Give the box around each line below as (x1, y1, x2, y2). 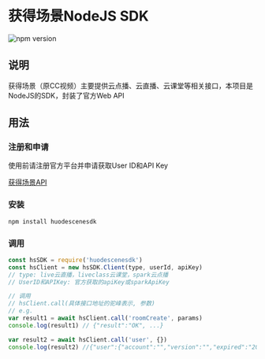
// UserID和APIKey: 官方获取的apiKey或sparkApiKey (8, 278, 170, 286)
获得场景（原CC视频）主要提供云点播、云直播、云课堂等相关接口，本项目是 (8, 80, 254, 91)
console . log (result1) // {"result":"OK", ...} (8, 321, 164, 329)
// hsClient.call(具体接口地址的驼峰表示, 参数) (8, 300, 155, 308)
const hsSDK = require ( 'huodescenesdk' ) (8, 256, 144, 264)
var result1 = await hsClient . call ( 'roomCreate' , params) (8, 314, 203, 323)
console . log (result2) (8, 343, 80, 351)
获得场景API (8, 178, 47, 187)
